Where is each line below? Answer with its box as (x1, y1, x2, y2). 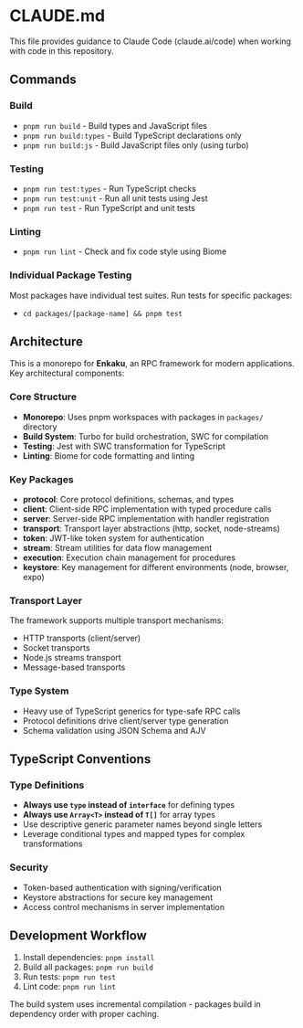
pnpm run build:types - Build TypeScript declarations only (22, 130, 242, 141)
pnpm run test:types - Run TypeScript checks (22, 183, 196, 194)
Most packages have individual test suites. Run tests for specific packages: (9, 290, 293, 301)
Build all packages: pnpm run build (22, 961, 153, 973)
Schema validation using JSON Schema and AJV (22, 725, 207, 736)
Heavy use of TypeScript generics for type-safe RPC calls (22, 705, 241, 716)
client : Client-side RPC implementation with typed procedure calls (22, 503, 272, 514)
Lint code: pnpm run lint (22, 981, 117, 992)
